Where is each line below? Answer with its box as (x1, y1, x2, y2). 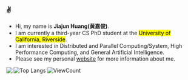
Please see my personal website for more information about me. (15, 55, 176, 62)
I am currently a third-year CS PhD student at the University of (15, 30, 171, 37)
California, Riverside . (15, 36, 67, 43)
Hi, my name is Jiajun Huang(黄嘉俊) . (15, 22, 109, 30)
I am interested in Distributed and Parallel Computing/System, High (15, 42, 183, 50)
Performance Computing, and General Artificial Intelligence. (15, 48, 165, 56)
